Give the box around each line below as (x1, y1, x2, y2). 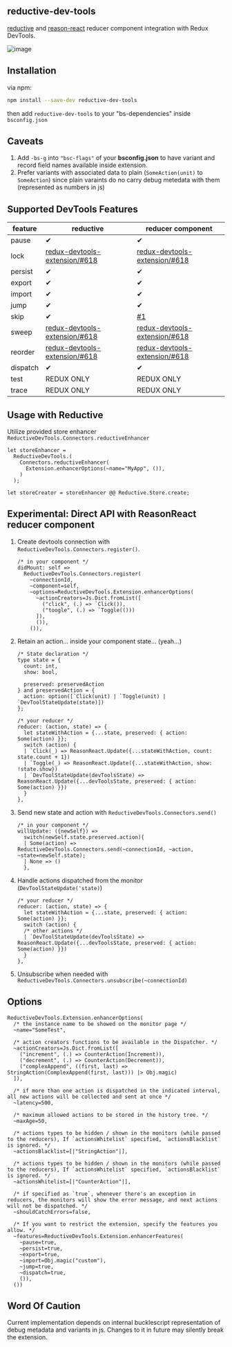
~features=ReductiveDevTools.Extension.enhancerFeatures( (13, 1233, 184, 1240)
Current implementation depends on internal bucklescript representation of (7, 1319, 221, 1327)
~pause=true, (19, 1239, 57, 1246)
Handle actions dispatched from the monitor (17, 876, 143, 885)
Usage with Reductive (7, 409, 104, 421)
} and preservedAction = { (17, 686, 95, 694)
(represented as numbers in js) (17, 183, 105, 191)
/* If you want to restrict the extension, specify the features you (13, 1220, 217, 1228)
